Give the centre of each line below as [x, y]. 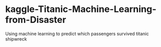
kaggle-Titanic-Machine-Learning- [81, 9]
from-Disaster [36, 20]
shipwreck [16, 39]
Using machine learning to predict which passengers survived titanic [77, 33]
